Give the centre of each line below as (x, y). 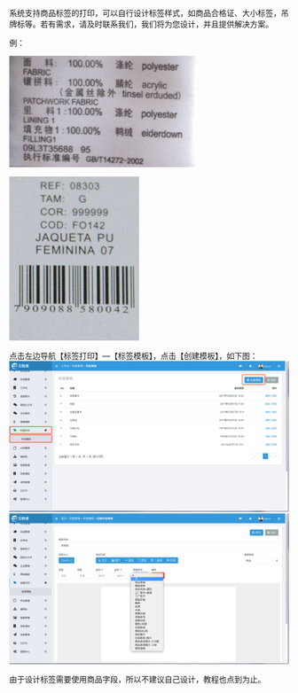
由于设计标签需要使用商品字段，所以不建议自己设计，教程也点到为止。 (137, 680)
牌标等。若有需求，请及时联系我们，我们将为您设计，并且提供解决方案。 (141, 24)
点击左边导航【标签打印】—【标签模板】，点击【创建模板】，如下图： (133, 356)
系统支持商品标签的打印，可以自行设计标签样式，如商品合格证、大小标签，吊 (149, 13)
